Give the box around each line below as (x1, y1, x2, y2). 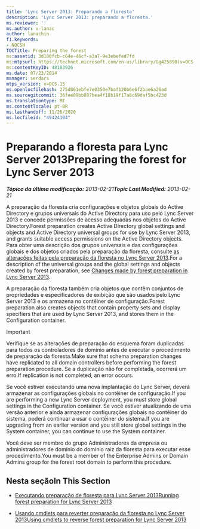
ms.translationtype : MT (6, 98, 66, 104)
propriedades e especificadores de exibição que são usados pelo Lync (6, 291, 180, 299)
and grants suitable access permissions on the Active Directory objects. (6, 235, 183, 242)
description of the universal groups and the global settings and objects (6, 261, 180, 268)
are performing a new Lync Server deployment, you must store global (6, 396, 177, 403)
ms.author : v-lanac (6, 25, 55, 32)
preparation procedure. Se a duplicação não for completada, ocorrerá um (6, 366, 187, 373)
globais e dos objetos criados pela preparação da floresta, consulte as (6, 248, 180, 255)
